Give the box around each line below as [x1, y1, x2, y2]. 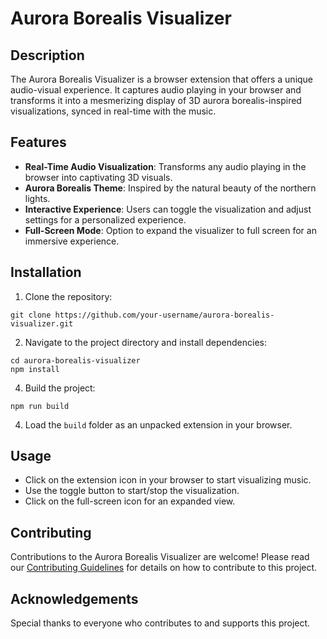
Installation [10, 264, 82, 281]
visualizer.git [10, 318, 74, 329]
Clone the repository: [24, 290, 113, 302]
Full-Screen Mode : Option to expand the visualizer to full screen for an [24, 224, 317, 236]
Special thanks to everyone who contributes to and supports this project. [10, 617, 311, 629]
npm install [10, 364, 60, 374]
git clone [10, 310, 52, 320]
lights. [24, 192, 51, 204]
